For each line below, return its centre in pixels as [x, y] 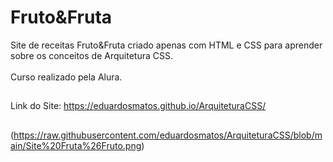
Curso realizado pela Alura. [66, 77]
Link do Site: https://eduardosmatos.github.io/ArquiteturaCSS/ [138, 106]
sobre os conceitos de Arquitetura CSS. [91, 55]
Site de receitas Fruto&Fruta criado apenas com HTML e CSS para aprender [166, 45]
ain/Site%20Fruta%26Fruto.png [76, 145]
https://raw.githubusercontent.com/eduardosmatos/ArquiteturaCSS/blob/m [168, 135]
